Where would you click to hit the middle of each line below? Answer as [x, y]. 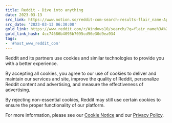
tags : [11, 39]
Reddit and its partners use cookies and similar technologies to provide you [85, 58]
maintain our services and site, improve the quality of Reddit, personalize [82, 79]
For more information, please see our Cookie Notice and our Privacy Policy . [85, 115]
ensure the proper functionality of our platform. [55, 105]
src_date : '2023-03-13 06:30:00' [41, 24]
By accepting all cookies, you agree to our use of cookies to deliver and [81, 73]
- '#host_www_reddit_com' [33, 44]
